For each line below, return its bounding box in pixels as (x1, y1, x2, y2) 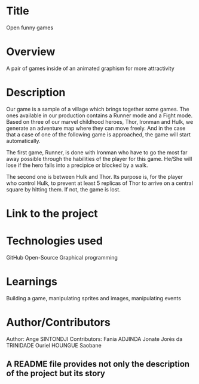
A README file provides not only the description (6, 359, 190, 369)
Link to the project (6, 207, 99, 220)
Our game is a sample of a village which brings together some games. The (6, 105, 189, 112)
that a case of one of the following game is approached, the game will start (6, 130, 191, 138)
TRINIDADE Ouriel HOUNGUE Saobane (6, 342, 102, 349)
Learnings (6, 275, 58, 288)
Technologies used (6, 234, 103, 248)
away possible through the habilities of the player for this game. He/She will (6, 155, 192, 162)
